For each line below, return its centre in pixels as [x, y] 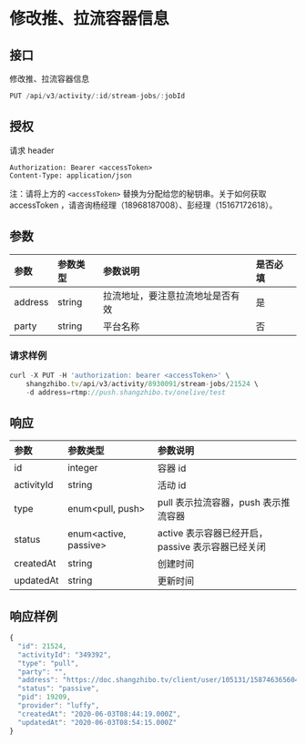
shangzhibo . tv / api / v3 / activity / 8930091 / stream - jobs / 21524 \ [142, 383]
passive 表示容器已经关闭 [211, 547]
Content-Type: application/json [71, 175]
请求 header [32, 150]
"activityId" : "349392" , [65, 655]
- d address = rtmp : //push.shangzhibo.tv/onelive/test [126, 392]
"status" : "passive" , [59, 688]
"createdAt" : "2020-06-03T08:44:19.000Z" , [99, 714]
